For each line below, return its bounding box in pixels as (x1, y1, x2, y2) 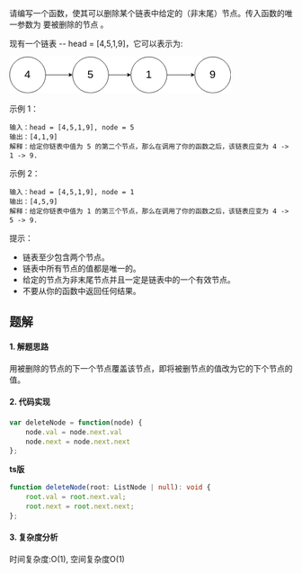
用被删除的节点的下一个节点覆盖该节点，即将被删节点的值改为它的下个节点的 (9, 363, 293, 373)
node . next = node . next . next (25, 437, 130, 446)
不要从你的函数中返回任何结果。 (22, 286, 141, 296)
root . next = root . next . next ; (25, 502, 135, 511)
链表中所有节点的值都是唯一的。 (22, 264, 141, 273)
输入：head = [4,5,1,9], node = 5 (9, 123, 135, 132)
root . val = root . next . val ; (25, 493, 127, 502)
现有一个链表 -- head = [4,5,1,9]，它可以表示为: (9, 39, 183, 49)
